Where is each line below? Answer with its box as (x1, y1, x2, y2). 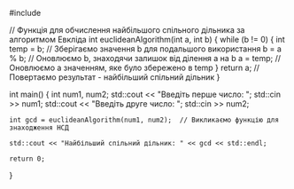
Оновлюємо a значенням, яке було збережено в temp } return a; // (9, 62, 259, 73)
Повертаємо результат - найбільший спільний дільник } (9, 72, 220, 83)
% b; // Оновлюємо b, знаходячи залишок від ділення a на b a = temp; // (9, 53, 282, 63)
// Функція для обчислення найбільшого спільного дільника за (9, 25, 245, 35)
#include (9, 8, 42, 18)
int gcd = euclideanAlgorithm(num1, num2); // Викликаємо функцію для (9, 115, 279, 124)
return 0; (9, 154, 46, 163)
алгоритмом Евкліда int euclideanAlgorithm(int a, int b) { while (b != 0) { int (9, 35, 285, 44)
